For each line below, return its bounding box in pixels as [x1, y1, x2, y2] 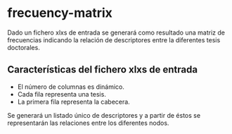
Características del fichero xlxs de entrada [7, 63, 198, 75]
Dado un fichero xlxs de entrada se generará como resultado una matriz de [7, 28, 225, 37]
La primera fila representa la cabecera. [17, 97, 130, 106]
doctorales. [7, 43, 40, 51]
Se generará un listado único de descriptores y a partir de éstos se [7, 111, 201, 119]
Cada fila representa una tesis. [17, 90, 107, 98]
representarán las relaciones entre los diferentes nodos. [7, 118, 169, 127]
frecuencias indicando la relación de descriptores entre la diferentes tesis [7, 35, 221, 44]
